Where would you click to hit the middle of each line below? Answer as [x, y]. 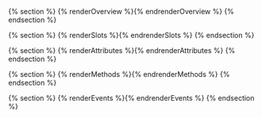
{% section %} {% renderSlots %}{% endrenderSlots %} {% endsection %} [131, 35]
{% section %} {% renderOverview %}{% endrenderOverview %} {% [121, 11]
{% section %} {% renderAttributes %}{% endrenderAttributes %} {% [122, 50]
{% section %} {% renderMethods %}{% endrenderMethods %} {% [119, 74]
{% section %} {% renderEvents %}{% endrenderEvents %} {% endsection [131, 98]
